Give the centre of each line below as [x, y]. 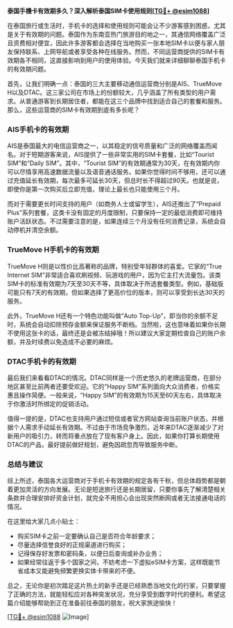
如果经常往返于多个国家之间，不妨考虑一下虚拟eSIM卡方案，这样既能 [116, 562]
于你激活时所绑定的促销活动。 [50, 404]
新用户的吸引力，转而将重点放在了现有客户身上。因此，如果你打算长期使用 [113, 436]
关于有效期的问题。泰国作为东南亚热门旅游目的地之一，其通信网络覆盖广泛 [119, 34]
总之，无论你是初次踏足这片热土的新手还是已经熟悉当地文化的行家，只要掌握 [116, 586]
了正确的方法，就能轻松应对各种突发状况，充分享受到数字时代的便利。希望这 [116, 594]
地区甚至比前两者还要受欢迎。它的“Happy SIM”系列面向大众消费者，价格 [111, 386]
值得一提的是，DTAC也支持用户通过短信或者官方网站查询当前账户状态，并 [112, 418]
